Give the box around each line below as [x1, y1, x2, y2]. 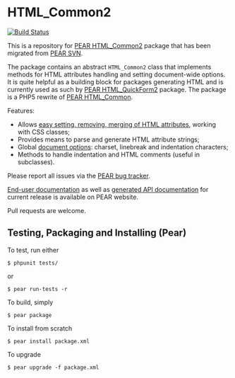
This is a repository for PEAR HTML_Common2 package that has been [7, 41, 211, 50]
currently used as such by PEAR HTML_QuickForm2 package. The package [7, 85, 227, 93]
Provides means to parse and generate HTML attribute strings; [17, 135, 200, 144]
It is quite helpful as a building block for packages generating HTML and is [7, 77, 224, 86]
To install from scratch [7, 323, 73, 333]
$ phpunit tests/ [7, 259, 59, 266]
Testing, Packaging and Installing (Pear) [7, 227, 187, 239]
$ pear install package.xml [7, 338, 90, 345]
